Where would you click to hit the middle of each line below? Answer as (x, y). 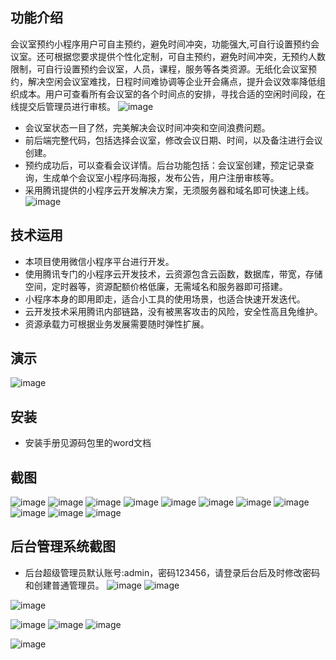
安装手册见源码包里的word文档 (88, 443)
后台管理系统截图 (63, 546)
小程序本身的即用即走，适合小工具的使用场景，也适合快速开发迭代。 (165, 299)
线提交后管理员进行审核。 (63, 106)
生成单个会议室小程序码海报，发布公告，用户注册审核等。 (161, 177)
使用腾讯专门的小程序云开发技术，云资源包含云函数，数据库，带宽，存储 (173, 274)
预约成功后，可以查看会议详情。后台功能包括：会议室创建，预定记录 (165, 165)
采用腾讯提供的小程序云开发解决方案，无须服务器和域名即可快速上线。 (169, 190)
